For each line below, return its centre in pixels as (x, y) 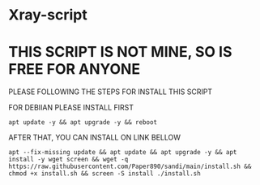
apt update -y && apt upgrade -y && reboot (83, 123)
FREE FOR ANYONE (74, 69)
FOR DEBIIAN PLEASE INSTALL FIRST (71, 108)
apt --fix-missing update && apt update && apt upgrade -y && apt (123, 153)
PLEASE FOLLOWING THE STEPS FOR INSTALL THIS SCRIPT (111, 92)
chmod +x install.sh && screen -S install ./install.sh (104, 174)
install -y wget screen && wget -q (68, 160)
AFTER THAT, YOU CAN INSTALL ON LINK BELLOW (94, 138)
